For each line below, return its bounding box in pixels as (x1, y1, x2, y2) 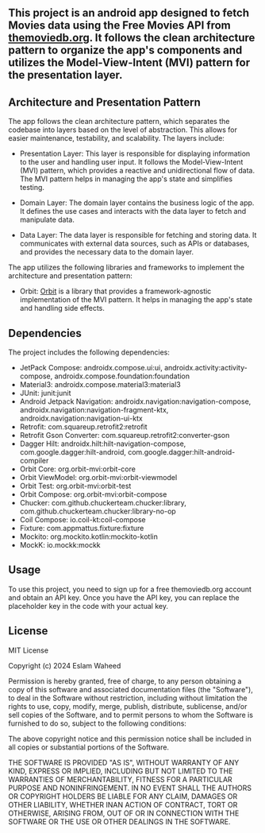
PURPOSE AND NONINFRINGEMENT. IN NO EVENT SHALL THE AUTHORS (8, 783, 252, 792)
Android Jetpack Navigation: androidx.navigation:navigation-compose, (19, 397, 252, 406)
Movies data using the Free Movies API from (8, 19, 232, 33)
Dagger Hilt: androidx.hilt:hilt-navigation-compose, (19, 439, 186, 448)
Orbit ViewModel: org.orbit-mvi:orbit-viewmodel (19, 473, 178, 482)
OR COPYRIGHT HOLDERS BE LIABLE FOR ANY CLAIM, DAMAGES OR (8, 791, 238, 801)
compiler (19, 456, 49, 466)
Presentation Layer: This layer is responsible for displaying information (19, 149, 251, 158)
